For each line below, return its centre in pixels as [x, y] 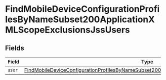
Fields [15, 48]
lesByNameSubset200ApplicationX [80, 19]
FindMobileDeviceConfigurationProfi [82, 9]
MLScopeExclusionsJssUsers [67, 30]
